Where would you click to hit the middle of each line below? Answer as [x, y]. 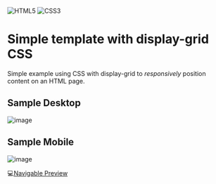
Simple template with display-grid [108, 39]
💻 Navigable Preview [38, 173]
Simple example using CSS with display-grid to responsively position [107, 73]
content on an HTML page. [46, 81]
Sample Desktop [44, 103]
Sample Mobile [41, 142]
